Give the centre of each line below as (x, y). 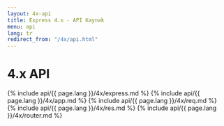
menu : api (22, 26)
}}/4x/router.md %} (35, 116)
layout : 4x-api (29, 14)
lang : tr (20, 33)
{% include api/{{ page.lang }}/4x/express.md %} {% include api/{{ (104, 93)
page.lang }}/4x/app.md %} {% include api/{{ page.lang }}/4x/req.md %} (112, 101)
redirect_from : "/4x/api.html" (53, 40)
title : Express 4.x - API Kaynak (56, 20)
